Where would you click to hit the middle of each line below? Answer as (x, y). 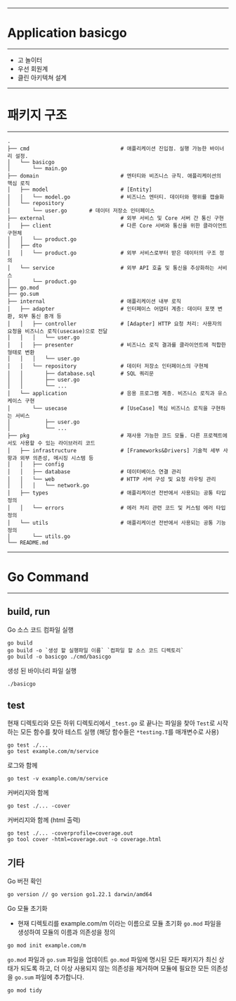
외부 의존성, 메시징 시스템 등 (57, 458)
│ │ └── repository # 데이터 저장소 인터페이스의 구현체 (108, 366)
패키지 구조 (37, 115)
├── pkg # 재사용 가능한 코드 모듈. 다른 (104, 435)
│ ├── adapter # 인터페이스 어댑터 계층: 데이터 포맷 (111, 309)
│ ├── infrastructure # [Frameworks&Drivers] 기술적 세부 (114, 450)
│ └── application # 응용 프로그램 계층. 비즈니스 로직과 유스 (117, 393)
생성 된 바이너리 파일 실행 (42, 671)
